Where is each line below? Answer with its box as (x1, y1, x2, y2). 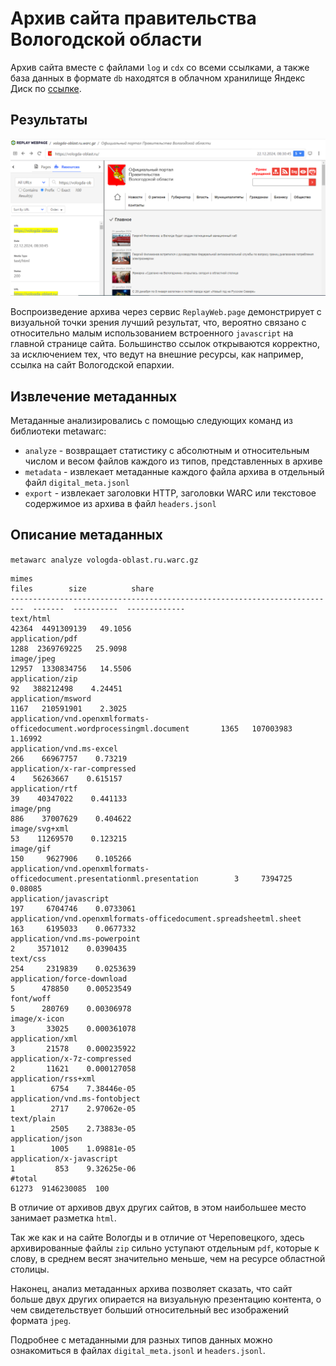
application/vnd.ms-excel (10, 743, 118, 754)
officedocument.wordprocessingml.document (10, 723, 190, 734)
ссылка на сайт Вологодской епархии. (10, 359, 175, 371)
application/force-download (10, 973, 128, 984)
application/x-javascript (10, 1153, 118, 1164)
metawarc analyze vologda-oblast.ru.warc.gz (10, 555, 199, 565)
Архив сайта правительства (10, 7, 257, 30)
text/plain (10, 1113, 56, 1124)
